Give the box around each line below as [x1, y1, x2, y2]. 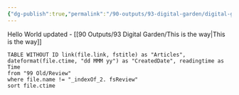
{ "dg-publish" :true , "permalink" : [7, 10, 107, 18]
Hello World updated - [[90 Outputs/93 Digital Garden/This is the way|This [7, 30, 225, 38]
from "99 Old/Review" [7, 69, 72, 77]
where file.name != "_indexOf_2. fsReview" [7, 76, 139, 83]
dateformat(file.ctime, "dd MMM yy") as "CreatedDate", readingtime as [7, 57, 224, 65]
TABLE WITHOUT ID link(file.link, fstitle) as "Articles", [7, 51, 186, 58]
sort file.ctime [7, 82, 55, 89]
